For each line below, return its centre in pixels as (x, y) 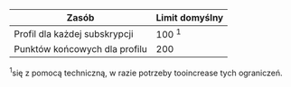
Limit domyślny (190, 17)
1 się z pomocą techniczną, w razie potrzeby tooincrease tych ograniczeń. (146, 72)
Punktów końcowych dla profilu (80, 49)
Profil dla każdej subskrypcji (74, 33)
